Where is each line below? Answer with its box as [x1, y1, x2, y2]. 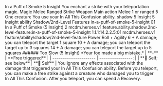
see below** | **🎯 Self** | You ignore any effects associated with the [5, 60, 144, 66]
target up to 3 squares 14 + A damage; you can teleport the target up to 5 [5, 45, 152, 50]
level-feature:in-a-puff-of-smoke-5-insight [5, 29, 91, 35]
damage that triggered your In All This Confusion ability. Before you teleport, [5, 65, 158, 71]
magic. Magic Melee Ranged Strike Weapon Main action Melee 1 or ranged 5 [5, 9, 158, 14]
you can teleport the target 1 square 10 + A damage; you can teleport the [5, 40, 151, 45]
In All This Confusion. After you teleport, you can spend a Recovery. [5, 76, 141, 81]
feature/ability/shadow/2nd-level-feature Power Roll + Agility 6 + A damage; [5, 35, 158, 40]
